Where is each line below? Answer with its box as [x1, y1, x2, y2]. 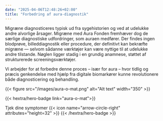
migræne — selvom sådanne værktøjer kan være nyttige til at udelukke [5, 46, 148, 52]
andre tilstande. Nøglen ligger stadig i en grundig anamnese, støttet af [5, 51, 146, 57]
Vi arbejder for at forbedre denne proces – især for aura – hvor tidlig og [5, 66, 148, 72]
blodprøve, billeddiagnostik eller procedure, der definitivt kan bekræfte [5, 41, 148, 47]
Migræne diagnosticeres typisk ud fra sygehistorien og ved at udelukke [5, 25, 149, 31]
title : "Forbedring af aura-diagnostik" [5, 12, 89, 17]
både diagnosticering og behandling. [5, 76, 79, 82]
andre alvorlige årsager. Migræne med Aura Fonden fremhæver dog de [5, 30, 148, 36]
